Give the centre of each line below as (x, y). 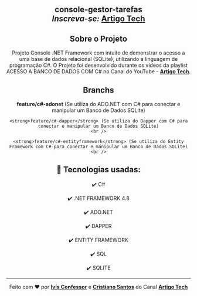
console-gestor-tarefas (98, 10)
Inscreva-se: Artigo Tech (98, 19)
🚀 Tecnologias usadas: (98, 170)
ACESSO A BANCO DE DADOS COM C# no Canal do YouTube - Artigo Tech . (98, 72)
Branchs (98, 90)
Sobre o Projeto (98, 38)
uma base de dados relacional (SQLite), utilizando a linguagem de (98, 59)
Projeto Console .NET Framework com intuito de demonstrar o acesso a (98, 53)
